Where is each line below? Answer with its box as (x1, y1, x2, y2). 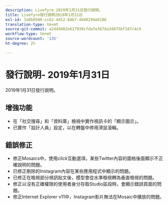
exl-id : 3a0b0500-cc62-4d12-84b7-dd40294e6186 (5, 17, 107, 22)
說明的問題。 (17, 162, 45, 168)
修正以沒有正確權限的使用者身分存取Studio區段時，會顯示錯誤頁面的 (12, 181, 157, 187)
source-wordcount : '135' (5, 36, 59, 42)
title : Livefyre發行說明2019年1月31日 (5, 12, 83, 17)
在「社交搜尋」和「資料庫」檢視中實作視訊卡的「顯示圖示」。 (12, 118, 141, 124)
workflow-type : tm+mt (5, 31, 52, 36)
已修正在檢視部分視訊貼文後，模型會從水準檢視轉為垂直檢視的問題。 (12, 175, 157, 181)
